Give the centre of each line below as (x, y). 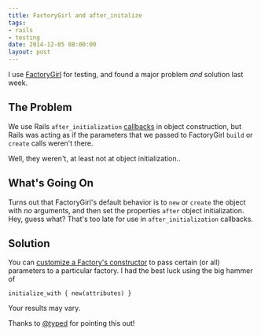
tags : (17, 23)
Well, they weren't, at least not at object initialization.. (94, 158)
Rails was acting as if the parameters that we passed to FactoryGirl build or (130, 135)
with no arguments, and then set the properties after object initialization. (126, 210)
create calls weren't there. (51, 143)
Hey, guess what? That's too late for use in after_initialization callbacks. (131, 219)
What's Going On (51, 183)
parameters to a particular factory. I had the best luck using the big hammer (130, 271)
